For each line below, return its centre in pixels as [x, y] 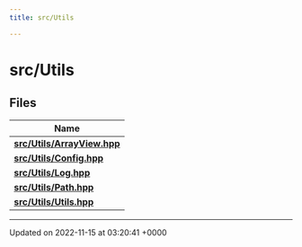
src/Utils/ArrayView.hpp [67, 143]
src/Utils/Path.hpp [54, 187]
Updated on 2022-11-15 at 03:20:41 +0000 [89, 232]
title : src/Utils [42, 18]
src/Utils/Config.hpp [59, 158]
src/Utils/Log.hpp [52, 172]
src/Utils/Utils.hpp [54, 201]
